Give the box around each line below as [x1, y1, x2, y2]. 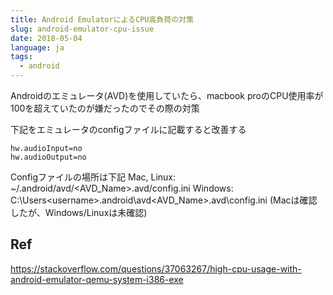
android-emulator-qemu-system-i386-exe [10, 273, 184, 285]
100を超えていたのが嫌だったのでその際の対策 [10, 102, 200, 114]
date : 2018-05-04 [10, 33, 83, 43]
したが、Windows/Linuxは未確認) [10, 207, 148, 218]
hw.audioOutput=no [10, 152, 87, 162]
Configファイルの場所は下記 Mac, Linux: [10, 171, 176, 183]
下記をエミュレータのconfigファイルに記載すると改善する [10, 124, 247, 135]
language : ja [10, 42, 65, 53]
